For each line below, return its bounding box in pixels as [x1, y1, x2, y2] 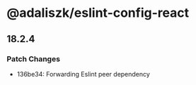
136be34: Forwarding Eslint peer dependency [16, 70, 150, 78]
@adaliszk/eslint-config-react [6, 5, 189, 21]
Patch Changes [6, 54, 61, 64]
